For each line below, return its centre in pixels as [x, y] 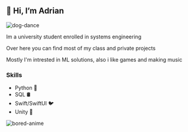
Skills [14, 75]
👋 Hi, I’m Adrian [35, 11]
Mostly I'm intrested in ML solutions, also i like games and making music [94, 59]
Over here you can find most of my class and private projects [81, 48]
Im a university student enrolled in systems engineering [74, 37]
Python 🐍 [26, 88]
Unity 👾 [24, 112]
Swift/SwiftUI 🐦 [34, 104]
